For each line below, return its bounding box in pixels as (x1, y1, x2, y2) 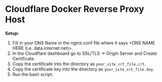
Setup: (5, 30, 19, 36)
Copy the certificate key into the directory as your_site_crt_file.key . (12, 66, 155, 72)
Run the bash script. (12, 71, 53, 77)
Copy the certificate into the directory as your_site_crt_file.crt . (12, 61, 146, 67)
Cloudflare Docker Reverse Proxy (5, 3, 144, 15)
